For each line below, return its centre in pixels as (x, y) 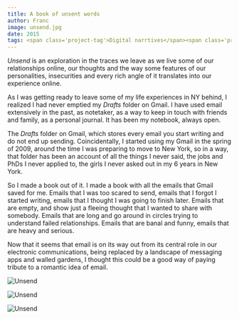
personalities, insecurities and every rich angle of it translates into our (110, 76)
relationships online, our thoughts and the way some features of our (107, 68)
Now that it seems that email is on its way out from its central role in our (112, 245)
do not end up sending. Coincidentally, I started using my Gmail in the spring (119, 141)
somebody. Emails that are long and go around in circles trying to (103, 216)
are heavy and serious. (41, 231)
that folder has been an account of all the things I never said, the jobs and (115, 157)
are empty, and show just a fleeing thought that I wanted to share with (110, 208)
